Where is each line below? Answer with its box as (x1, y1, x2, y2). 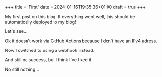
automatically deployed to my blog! (5, 19, 76, 25)
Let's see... (5, 28, 27, 34)
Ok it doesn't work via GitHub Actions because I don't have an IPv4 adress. (5, 38, 157, 44)
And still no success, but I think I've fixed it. (5, 57, 93, 63)
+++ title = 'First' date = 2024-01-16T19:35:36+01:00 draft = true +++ (5, 4, 146, 10)
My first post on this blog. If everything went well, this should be (5, 14, 135, 19)
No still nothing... (5, 66, 39, 72)
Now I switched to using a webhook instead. (5, 48, 95, 53)
